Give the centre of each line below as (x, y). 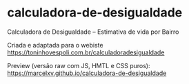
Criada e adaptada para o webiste (55, 45)
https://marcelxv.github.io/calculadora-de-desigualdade (87, 73)
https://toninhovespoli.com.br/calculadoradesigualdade (86, 52)
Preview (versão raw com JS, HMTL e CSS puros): (79, 65)
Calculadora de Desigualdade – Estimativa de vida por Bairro (93, 32)
